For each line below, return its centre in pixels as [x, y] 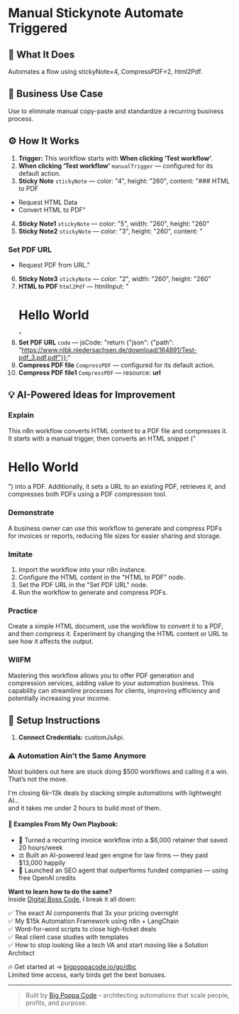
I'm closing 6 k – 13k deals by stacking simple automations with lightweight [115, 793]
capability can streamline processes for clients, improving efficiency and [114, 690]
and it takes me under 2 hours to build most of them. [85, 808]
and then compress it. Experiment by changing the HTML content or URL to [118, 634]
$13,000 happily [42, 862]
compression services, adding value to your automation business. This [111, 683]
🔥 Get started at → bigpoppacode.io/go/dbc [72, 966]
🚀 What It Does [41, 54]
